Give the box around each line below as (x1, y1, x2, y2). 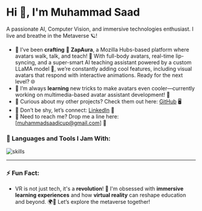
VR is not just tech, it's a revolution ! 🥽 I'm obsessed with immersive (14, 185, 184, 192)
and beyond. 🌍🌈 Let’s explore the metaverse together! (14, 198, 150, 205)
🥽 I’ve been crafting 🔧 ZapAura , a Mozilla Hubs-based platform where (14, 46, 189, 53)
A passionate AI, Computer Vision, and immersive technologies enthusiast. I (6, 25, 194, 32)
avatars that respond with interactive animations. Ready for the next (14, 72, 183, 79)
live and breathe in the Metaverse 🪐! (6, 32, 98, 39)
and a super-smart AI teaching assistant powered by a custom (37, 58, 192, 66)
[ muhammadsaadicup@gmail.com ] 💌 (14, 119, 107, 126)
